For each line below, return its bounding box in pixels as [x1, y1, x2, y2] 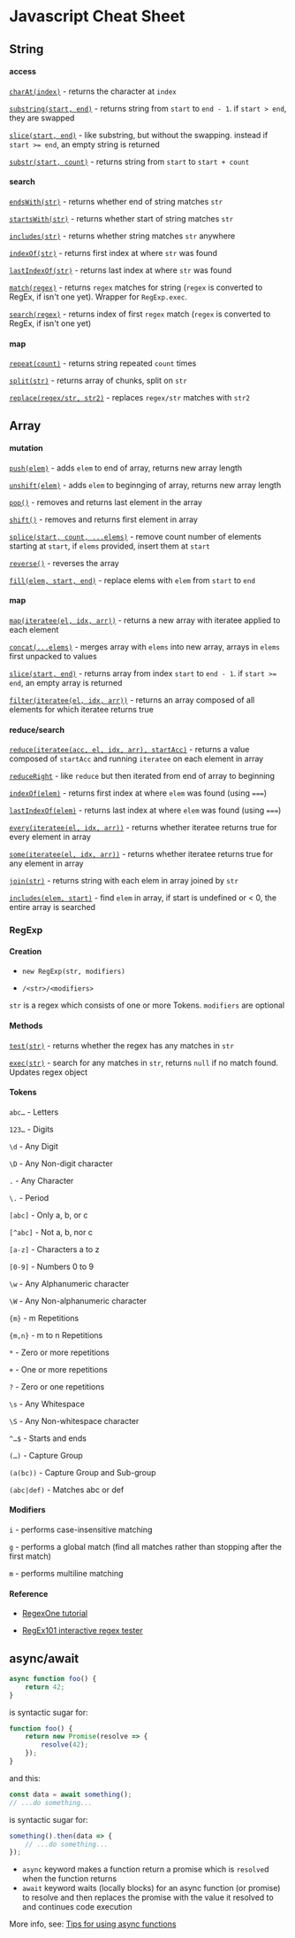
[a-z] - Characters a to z [9, 1243, 100, 1255]
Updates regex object [9, 1066, 88, 1078]
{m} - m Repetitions [9, 1312, 79, 1323]
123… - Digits [9, 1124, 55, 1134]
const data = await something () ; [9, 1790, 132, 1799]
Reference [9, 1588, 49, 1599]
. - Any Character [9, 1175, 74, 1186]
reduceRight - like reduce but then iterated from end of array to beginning [9, 771, 276, 782]
